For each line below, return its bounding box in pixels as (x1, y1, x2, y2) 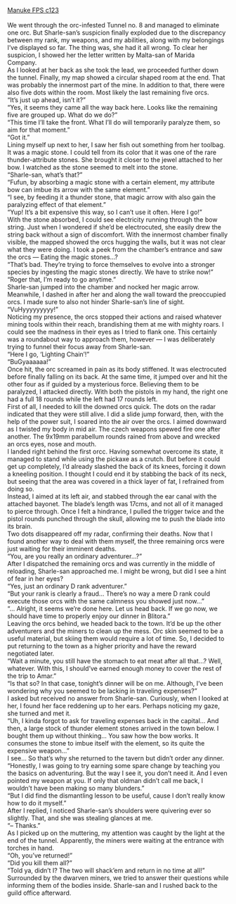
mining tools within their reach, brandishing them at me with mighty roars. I (7, 320, 224, 328)
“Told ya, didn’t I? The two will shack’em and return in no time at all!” (7, 866, 205, 874)
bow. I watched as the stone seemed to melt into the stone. (7, 163, 178, 171)
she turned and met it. (7, 709, 72, 717)
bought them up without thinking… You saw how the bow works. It (7, 732, 199, 740)
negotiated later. (7, 649, 55, 658)
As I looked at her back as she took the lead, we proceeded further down (7, 66, 219, 74)
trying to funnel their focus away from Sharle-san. (7, 343, 152, 351)
